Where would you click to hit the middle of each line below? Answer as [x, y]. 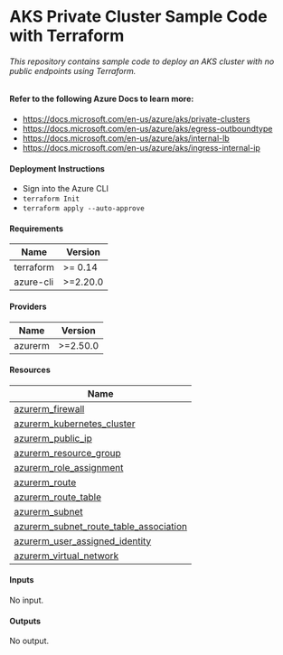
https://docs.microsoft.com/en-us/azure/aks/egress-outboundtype [147, 129]
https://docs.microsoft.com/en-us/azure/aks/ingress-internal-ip [141, 148]
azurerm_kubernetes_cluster [75, 424]
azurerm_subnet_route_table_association [101, 526]
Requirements [37, 229]
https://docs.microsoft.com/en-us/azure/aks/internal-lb [126, 138]
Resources [30, 370]
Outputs [25, 621]
